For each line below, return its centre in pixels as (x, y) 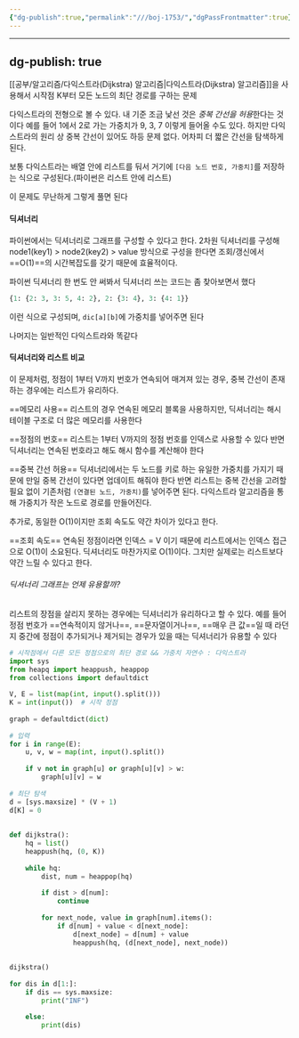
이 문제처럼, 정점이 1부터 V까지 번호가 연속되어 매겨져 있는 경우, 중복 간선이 (139, 378)
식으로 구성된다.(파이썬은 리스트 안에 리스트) (95, 178)
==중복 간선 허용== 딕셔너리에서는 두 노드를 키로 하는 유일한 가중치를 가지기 (141, 469)
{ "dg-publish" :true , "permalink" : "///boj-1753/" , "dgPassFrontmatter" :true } (151, 17)
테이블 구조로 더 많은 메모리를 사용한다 (76, 420)
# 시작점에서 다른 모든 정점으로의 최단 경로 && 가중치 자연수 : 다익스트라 (128, 653)
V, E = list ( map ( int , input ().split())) (85, 694)
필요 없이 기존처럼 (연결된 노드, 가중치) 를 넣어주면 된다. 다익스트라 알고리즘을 (142, 491)
